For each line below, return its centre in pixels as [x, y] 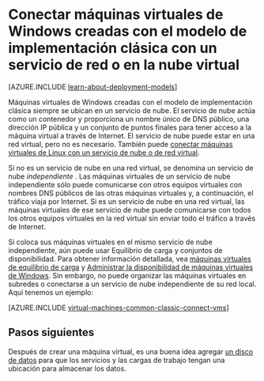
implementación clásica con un [113, 48]
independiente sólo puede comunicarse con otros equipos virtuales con [125, 184]
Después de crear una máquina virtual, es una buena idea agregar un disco [131, 351]
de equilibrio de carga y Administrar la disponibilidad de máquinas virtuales [131, 267]
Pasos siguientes [51, 332]
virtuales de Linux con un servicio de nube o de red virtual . [104, 153]
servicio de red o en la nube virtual [124, 65]
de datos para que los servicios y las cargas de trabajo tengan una [117, 360]
